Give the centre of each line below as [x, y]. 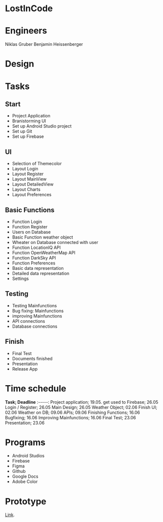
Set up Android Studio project [42, 126]
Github [19, 471]
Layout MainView [29, 179]
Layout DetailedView [33, 184]
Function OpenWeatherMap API [44, 252]
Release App [25, 369]
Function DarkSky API [34, 258]
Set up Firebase [28, 136]
